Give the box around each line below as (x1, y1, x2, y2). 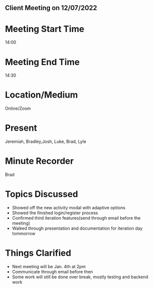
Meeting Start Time (5, 23, 85, 34)
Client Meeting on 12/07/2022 (5, 4, 97, 12)
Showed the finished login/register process (12, 210, 98, 216)
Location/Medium (5, 89, 78, 101)
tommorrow (12, 231, 35, 237)
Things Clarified (5, 248, 72, 259)
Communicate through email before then (12, 269, 93, 274)
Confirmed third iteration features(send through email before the (12, 215, 141, 221)
